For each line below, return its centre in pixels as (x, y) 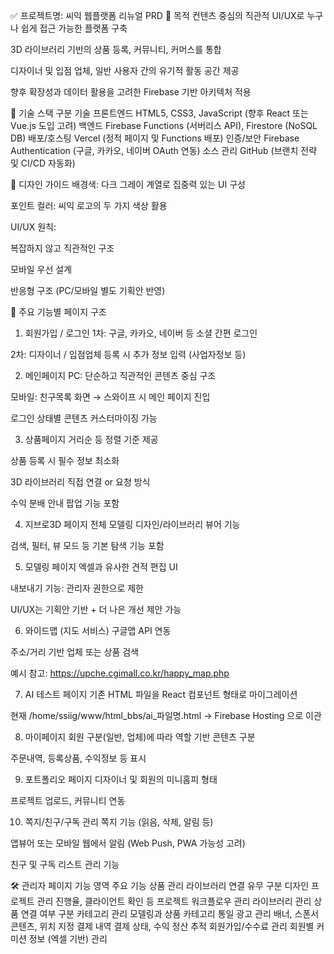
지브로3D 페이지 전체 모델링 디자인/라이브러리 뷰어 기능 (132, 524)
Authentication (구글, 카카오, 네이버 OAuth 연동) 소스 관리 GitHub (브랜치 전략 (164, 150)
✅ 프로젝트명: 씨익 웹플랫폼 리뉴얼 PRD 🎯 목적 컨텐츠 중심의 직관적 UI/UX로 (157, 15)
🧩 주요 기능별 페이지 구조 (58, 312)
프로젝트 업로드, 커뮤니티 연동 (68, 800)
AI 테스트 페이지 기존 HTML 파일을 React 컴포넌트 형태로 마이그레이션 (161, 694)
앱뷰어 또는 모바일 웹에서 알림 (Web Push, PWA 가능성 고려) (128, 843)
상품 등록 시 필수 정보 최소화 (65, 460)
